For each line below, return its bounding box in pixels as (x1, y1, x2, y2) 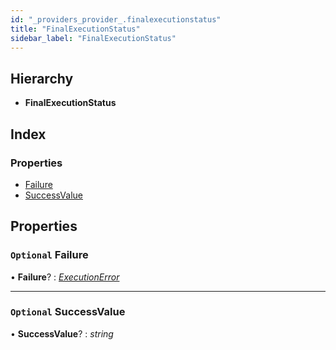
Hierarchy (10, 70, 74, 87)
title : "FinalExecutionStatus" (10, 24, 141, 34)
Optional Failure (10, 248, 89, 262)
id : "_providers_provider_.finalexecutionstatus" (10, 14, 222, 25)
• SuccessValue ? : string (10, 327, 114, 340)
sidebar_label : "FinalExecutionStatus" (10, 33, 177, 43)
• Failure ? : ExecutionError (10, 271, 120, 283)
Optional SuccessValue (10, 305, 126, 319)
